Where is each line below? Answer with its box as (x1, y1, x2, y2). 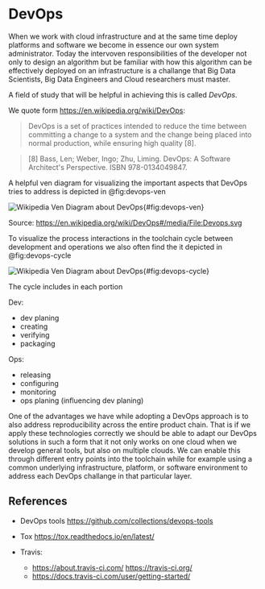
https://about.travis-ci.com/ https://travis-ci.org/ (31, 562, 193, 572)
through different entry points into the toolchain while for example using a (8, 454, 252, 463)
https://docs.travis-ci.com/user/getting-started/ (31, 571, 191, 581)
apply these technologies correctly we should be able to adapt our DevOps (8, 428, 258, 438)
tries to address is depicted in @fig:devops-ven (8, 186, 167, 196)
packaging (19, 338, 56, 348)
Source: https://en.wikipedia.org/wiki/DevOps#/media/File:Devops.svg (8, 218, 242, 227)
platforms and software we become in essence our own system (8, 39, 219, 49)
